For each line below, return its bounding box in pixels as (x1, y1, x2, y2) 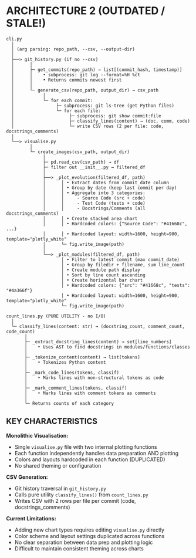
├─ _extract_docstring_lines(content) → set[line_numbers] (24, 339, 172, 344)
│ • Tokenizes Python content (24, 359, 107, 365)
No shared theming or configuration (14, 462, 102, 469)
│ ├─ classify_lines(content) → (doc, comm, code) (11, 118, 191, 124)
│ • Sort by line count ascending (61, 272, 146, 278)
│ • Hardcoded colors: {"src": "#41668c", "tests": (61, 282, 191, 288)
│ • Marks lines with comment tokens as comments (24, 390, 157, 396)
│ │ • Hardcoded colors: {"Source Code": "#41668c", (43, 221, 188, 226)
